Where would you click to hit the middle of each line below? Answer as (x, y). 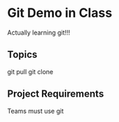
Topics (22, 55)
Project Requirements (56, 94)
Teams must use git (36, 111)
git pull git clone (30, 71)
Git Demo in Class (60, 13)
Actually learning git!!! (39, 32)
